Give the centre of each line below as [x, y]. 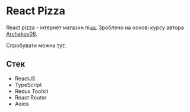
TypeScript [28, 85]
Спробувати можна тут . [36, 45]
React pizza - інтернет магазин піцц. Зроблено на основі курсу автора [95, 27]
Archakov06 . [22, 33]
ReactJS [25, 78]
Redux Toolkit [31, 91]
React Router [31, 97]
